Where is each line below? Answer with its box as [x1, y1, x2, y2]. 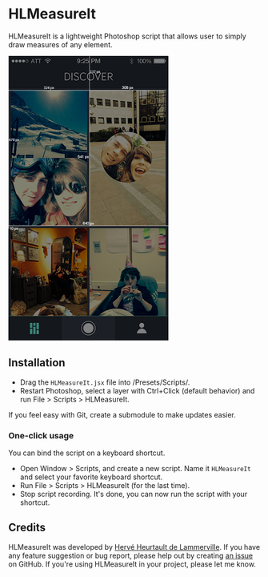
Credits [8, 521, 46, 535]
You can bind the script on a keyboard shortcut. [8, 448, 166, 458]
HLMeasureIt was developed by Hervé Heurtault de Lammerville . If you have [8, 542, 261, 551]
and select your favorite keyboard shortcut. [19, 472, 163, 482]
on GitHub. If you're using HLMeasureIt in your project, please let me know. [8, 559, 256, 569]
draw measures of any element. [8, 39, 113, 49]
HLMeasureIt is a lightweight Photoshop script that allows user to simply [8, 31, 246, 41]
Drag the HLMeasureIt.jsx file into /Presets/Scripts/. [19, 377, 190, 387]
